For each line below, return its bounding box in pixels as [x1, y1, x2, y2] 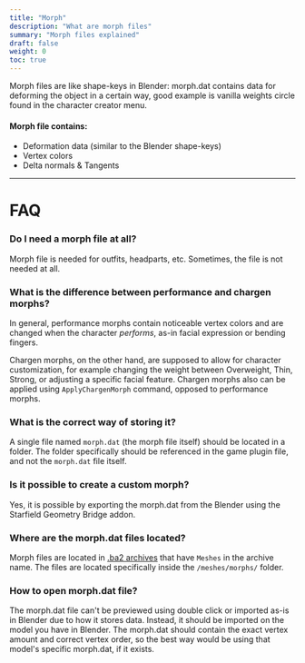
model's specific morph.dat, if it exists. [9, 644, 154, 655]
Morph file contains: [9, 120, 88, 132]
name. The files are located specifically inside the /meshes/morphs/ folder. [9, 561, 284, 572]
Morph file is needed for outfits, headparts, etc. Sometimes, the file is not [9, 253, 283, 264]
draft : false [9, 38, 59, 48]
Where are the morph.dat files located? [9, 531, 186, 544]
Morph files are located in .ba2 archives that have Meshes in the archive [9, 551, 274, 563]
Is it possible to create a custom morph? [9, 479, 190, 491]
